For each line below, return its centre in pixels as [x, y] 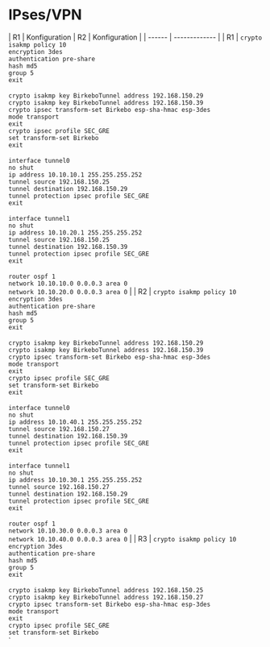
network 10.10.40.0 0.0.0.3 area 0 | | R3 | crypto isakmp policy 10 [123, 538]
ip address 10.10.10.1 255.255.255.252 [75, 175]
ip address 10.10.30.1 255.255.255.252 [75, 480]
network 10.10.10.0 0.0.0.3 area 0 [68, 284]
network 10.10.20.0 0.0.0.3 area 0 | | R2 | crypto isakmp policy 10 [123, 291]
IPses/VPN [45, 15]
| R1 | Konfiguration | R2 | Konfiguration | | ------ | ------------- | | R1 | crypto [135, 37]
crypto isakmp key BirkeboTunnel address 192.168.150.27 [106, 597]
